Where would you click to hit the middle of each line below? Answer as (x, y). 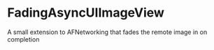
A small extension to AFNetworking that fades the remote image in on (107, 32)
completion (23, 39)
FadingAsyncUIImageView (86, 13)
